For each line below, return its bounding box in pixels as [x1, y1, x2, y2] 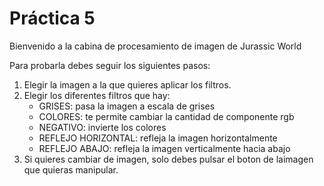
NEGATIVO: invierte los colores [38, 121, 167, 133]
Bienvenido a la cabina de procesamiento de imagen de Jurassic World [9, 40, 302, 52]
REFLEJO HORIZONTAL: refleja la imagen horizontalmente [38, 132, 278, 144]
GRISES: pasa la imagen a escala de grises [38, 100, 216, 112]
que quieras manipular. [23, 163, 119, 176]
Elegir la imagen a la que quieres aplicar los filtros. [23, 78, 232, 91]
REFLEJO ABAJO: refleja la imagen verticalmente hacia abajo [38, 142, 291, 154]
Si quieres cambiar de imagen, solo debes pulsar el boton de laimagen [23, 153, 314, 165]
